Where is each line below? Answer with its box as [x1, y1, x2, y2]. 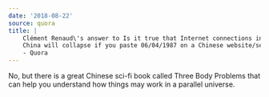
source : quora [8, 19, 56, 27]
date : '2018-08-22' [8, 11, 74, 20]
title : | [8, 26, 38, 34]
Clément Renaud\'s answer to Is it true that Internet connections [22, 34, 252, 42]
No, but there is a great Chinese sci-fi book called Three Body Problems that [8, 71, 261, 80]
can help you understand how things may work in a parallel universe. [8, 79, 235, 89]
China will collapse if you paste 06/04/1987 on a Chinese [22, 42, 224, 50]
